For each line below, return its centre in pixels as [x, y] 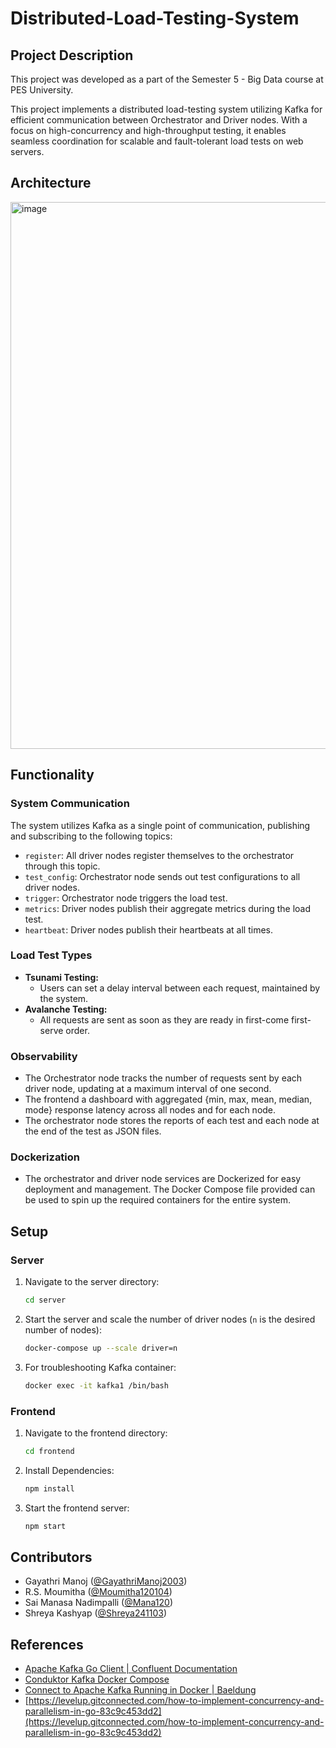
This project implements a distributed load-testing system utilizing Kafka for [166, 109]
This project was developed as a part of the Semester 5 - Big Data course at [167, 79]
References [47, 1644]
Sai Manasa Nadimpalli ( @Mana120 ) [99, 1603]
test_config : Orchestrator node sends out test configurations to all [162, 876]
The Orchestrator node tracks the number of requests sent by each [163, 1078]
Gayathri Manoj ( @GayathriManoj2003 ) [106, 1581]
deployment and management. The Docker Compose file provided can [170, 1189]
